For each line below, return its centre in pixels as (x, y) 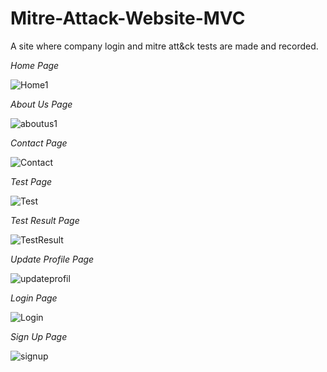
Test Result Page (45, 220)
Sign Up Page (39, 336)
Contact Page (39, 143)
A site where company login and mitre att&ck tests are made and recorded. (164, 46)
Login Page (34, 298)
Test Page (31, 181)
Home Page (35, 65)
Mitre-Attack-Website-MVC (128, 18)
